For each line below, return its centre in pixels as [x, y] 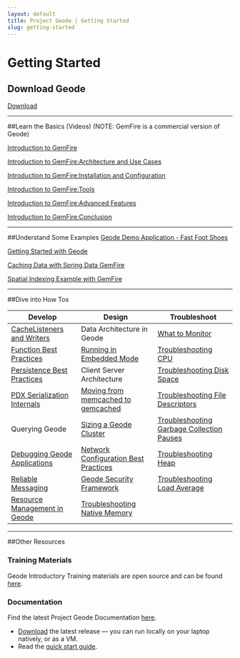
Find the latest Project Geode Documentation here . [82, 617]
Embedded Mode [110, 359]
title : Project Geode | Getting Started [69, 21]
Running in [99, 350]
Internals [26, 404]
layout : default [31, 14]
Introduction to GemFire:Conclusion [60, 217]
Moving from [102, 391]
